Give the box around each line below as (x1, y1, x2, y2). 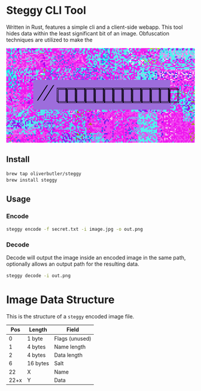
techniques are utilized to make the (6, 36, 93, 43)
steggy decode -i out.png (6, 273, 71, 279)
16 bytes (26, 360, 50, 367)
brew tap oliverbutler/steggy (6, 171, 82, 177)
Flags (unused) (54, 335, 92, 342)
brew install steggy (6, 178, 58, 184)
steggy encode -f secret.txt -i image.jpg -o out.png (6, 226, 144, 232)
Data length (54, 351, 83, 359)
